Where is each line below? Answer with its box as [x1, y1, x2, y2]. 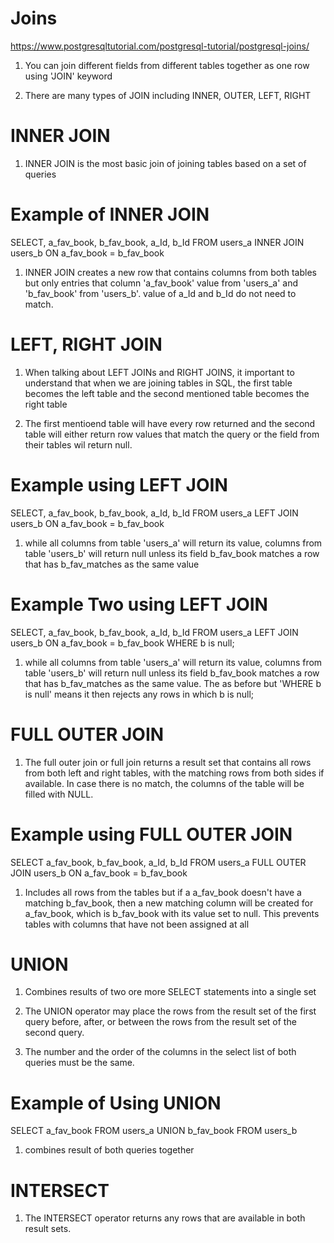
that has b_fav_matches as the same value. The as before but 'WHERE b [24, 677, 322, 689]
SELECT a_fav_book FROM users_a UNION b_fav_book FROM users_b [10, 1125, 298, 1137]
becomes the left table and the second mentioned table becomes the [24, 387, 310, 399]
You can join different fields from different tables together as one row [24, 59, 310, 71]
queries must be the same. [24, 1057, 135, 1069]
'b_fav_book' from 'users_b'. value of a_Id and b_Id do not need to [24, 287, 297, 299]
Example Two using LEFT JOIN [10, 593, 268, 616]
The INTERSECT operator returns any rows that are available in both [24, 1212, 306, 1224]
